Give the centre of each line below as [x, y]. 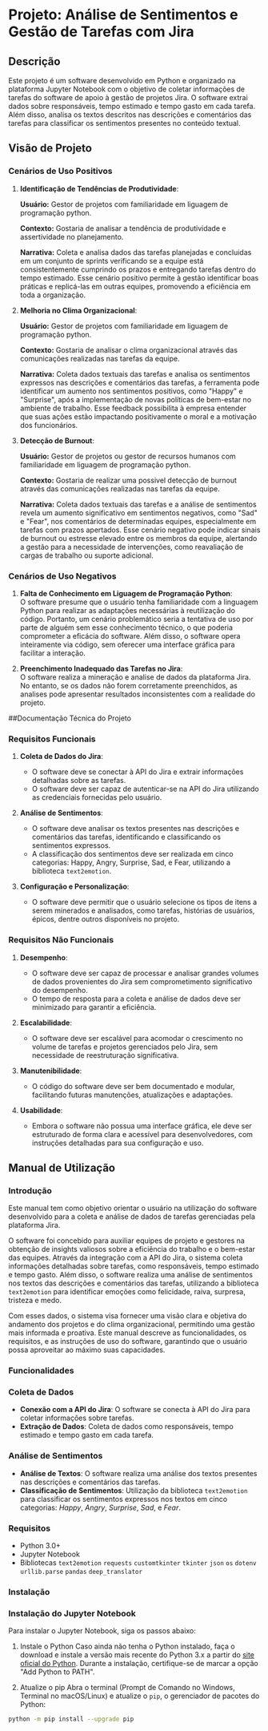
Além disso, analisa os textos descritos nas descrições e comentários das [130, 115]
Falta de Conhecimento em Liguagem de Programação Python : [126, 593]
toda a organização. [53, 295]
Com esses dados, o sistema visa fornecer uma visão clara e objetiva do [128, 1316]
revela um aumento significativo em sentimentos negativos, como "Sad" [138, 512]
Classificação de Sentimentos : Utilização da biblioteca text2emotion [134, 1490]
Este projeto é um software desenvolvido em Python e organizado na [122, 81]
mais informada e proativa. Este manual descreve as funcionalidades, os [128, 1333]
